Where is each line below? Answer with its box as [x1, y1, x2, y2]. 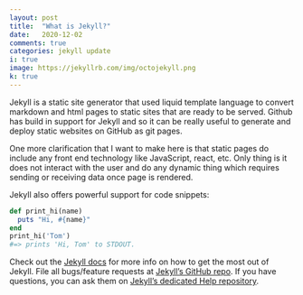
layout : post [9, 13, 59, 23]
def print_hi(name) [9, 207, 83, 216]
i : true [9, 55, 39, 64]
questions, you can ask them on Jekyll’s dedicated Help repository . [9, 276, 260, 287]
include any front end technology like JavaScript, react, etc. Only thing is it [9, 152, 288, 163]
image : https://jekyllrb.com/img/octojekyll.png [9, 64, 196, 73]
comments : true [9, 38, 67, 48]
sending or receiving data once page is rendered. [9, 171, 194, 182]
